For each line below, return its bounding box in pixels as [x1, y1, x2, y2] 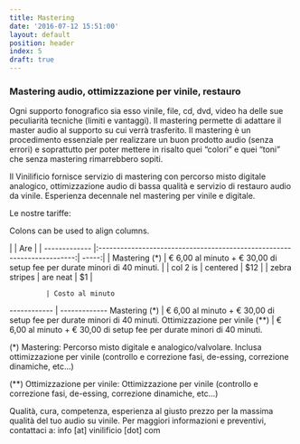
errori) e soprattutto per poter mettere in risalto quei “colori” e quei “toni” [9, 144, 281, 155]
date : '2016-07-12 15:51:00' [9, 22, 119, 31]
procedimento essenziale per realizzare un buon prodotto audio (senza [9, 135, 274, 146]
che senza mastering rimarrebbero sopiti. [9, 154, 164, 165]
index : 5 [9, 47, 42, 56]
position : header [9, 38, 75, 48]
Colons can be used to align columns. [9, 225, 150, 236]
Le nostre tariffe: [9, 208, 71, 219]
